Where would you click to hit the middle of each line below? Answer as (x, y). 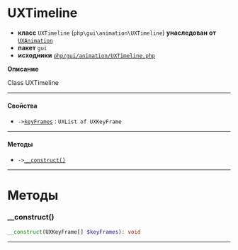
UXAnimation (35, 40)
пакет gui (32, 47)
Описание (23, 69)
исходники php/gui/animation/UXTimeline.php (86, 55)
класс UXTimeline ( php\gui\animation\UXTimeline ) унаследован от (117, 33)
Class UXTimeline (33, 82)
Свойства (22, 106)
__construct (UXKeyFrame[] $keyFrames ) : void (74, 232)
